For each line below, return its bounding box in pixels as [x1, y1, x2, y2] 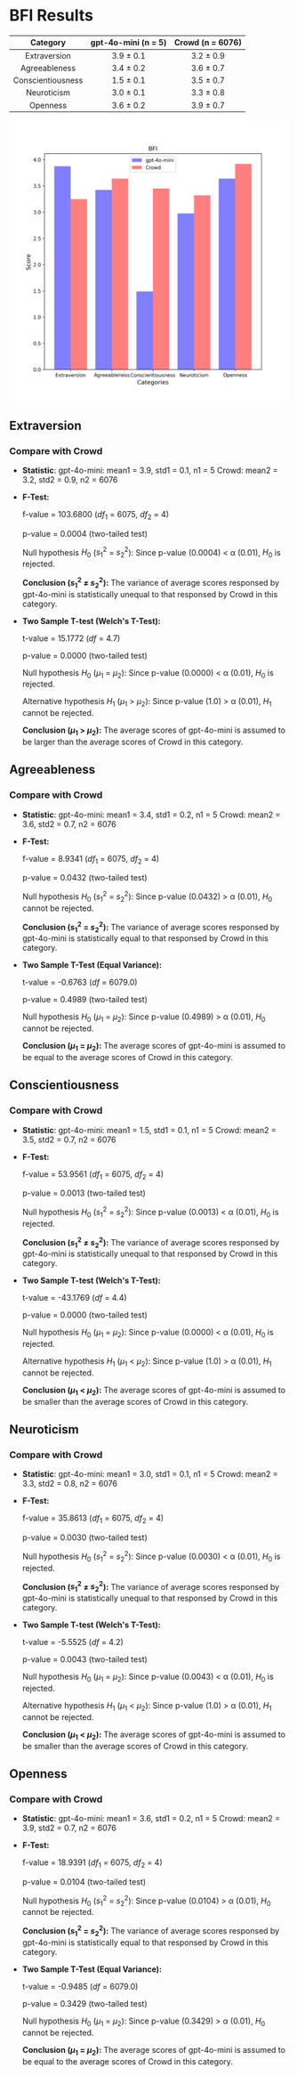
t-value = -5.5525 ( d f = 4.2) [21, 1637, 124, 1648]
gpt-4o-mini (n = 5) [90, 37, 167, 48]
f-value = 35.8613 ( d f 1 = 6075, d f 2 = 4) [21, 1512, 165, 1526]
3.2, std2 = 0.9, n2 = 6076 [21, 474, 118, 485]
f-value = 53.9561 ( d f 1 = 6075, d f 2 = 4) [21, 1168, 165, 1181]
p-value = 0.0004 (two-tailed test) [21, 528, 148, 539]
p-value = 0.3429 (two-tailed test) [21, 1998, 148, 2008]
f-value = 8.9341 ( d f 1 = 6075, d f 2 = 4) [21, 853, 160, 866]
